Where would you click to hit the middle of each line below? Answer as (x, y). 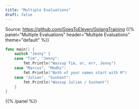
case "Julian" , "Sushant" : (43, 77)
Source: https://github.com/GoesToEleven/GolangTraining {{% (70, 29)
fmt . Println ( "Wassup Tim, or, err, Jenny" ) (69, 63)
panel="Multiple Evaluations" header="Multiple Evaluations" (67, 34)
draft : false (19, 15)
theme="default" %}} (27, 40)
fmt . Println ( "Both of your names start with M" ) (75, 72)
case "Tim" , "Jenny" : (37, 59)
